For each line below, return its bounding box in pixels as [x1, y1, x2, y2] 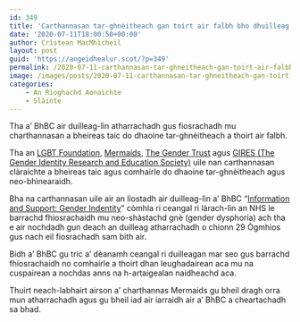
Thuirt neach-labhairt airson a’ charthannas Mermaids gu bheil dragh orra [9, 285, 281, 296]
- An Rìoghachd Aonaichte [25, 88, 122, 97]
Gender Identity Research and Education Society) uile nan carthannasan [9, 157, 275, 168]
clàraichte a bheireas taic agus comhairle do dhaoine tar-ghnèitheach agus [9, 166, 286, 177]
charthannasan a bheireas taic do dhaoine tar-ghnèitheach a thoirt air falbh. [9, 131, 288, 141]
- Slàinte [25, 96, 62, 106]
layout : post [9, 47, 58, 55]
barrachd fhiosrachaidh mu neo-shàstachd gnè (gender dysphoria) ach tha [9, 212, 286, 224]
